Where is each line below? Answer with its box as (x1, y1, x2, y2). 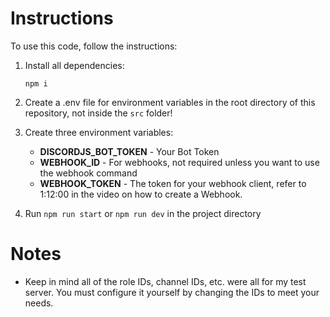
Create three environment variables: (24, 126, 174, 138)
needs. (24, 297, 54, 309)
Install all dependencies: (24, 59, 125, 71)
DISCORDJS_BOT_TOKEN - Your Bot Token (39, 145, 220, 157)
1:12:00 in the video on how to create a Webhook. (39, 188, 243, 200)
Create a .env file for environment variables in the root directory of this (24, 96, 316, 108)
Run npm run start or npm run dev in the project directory (24, 207, 262, 219)
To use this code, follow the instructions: (10, 40, 178, 52)
